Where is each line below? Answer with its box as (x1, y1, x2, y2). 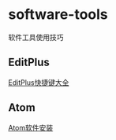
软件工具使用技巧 (8, 32, 64, 42)
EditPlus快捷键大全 (8, 77, 69, 87)
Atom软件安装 (8, 123, 54, 132)
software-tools (8, 6, 108, 24)
